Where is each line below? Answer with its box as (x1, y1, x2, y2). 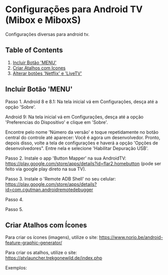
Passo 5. (5, 206, 23, 212)
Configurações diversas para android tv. (5, 31, 90, 37)
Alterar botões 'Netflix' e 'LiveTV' (12, 70, 82, 76)
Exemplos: (5, 265, 27, 271)
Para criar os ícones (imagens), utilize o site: (5, 234, 98, 240)
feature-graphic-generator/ (5, 240, 62, 246)
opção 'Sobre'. (5, 104, 36, 110)
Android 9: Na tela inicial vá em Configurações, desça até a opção (5, 113, 144, 120)
